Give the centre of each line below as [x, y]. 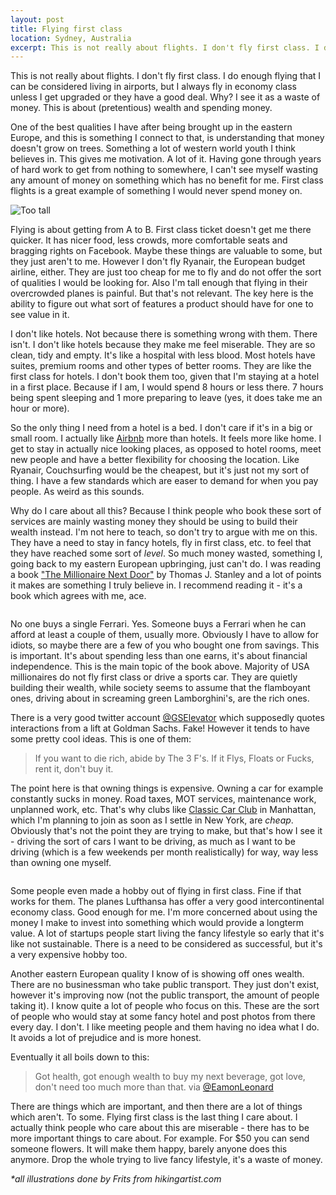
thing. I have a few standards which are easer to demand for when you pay [164, 481]
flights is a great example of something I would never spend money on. [156, 191]
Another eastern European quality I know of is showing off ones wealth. [157, 974]
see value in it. [40, 315]
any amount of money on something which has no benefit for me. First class [167, 180]
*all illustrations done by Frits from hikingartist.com [116, 1179]
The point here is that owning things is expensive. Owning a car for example [167, 788]
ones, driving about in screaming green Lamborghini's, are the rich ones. [160, 698]
